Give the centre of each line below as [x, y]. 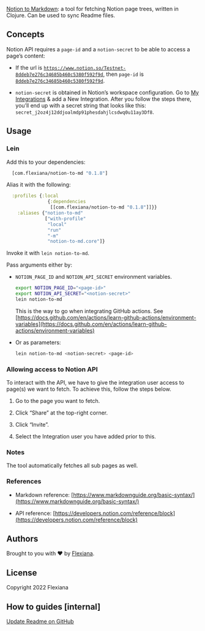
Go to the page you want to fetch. [58, 401]
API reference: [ [35, 513]
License [22, 573]
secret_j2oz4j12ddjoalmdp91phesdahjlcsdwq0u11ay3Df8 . [84, 112]
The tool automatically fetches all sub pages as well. [72, 466]
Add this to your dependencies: [46, 162]
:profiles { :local [35, 196]
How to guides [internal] [54, 607]
